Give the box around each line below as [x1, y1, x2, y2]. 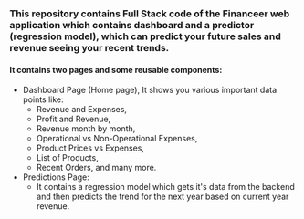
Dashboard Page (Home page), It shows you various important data [22, 85, 278, 96]
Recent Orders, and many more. [36, 162, 157, 173]
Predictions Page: [22, 172, 89, 182]
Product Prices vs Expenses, [36, 142, 144, 153]
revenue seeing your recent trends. [9, 41, 170, 54]
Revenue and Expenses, [36, 104, 128, 115]
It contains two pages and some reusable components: [9, 64, 223, 75]
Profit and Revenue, [36, 113, 111, 125]
